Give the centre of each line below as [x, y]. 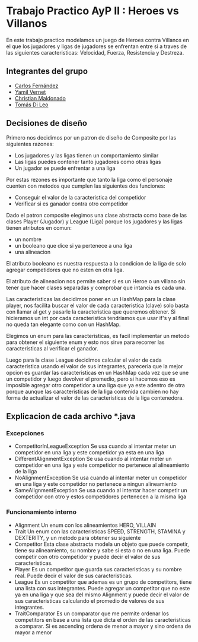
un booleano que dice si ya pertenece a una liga [73, 245]
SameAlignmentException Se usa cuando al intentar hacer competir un [101, 491]
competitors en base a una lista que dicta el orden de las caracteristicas [103, 619]
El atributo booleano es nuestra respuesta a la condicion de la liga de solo [96, 263]
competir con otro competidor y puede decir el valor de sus [87, 556]
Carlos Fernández [36, 86]
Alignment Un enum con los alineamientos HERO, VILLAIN [85, 525]
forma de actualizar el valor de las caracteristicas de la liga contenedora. [95, 398]
